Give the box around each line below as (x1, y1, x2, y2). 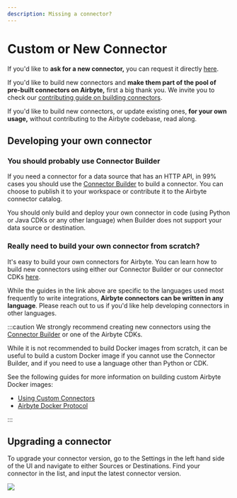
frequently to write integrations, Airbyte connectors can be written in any (7, 293, 224, 302)
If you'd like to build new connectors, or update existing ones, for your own (7, 107, 227, 115)
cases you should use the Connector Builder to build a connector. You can (7, 180, 224, 188)
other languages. (7, 309, 57, 317)
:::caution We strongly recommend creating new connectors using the (7, 322, 211, 331)
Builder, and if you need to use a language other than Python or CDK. (7, 358, 209, 367)
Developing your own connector (7, 135, 152, 147)
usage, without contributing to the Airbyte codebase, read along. (7, 114, 197, 123)
